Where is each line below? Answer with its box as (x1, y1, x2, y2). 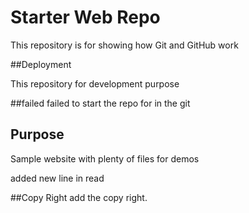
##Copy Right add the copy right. (10, 191, 148, 203)
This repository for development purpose (10, 77, 180, 90)
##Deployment (10, 58, 72, 70)
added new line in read (10, 172, 105, 184)
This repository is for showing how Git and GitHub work (10, 39, 239, 51)
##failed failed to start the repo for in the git (10, 97, 191, 109)
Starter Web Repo (10, 6, 161, 29)
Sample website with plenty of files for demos (10, 152, 200, 165)
